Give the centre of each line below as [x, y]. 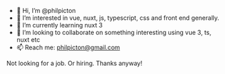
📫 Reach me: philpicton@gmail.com [68, 47]
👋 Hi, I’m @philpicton [46, 11]
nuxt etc [28, 40]
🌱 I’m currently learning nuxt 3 [59, 25]
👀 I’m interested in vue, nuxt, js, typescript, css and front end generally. [118, 18]
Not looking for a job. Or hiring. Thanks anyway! [75, 63]
